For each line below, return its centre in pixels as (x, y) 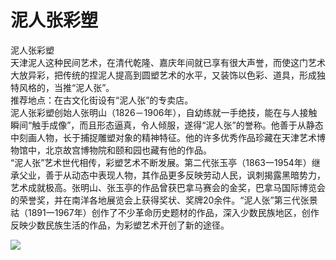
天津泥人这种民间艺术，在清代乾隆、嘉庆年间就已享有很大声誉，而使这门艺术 (168, 62)
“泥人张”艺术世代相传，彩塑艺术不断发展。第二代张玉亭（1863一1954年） (161, 162)
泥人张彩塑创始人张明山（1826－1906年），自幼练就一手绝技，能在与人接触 (164, 112)
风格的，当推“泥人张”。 (66, 87)
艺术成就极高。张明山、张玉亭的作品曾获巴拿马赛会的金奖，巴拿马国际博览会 (168, 187)
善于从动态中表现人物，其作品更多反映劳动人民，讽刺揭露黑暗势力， (185, 175)
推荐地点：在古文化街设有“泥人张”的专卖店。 (102, 100)
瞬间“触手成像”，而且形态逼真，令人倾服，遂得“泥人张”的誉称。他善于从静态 (167, 125)
